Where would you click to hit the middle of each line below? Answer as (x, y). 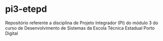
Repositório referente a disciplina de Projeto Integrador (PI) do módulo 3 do (82, 23)
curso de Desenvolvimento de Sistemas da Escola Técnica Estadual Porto (80, 28)
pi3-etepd (26, 9)
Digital (12, 33)
